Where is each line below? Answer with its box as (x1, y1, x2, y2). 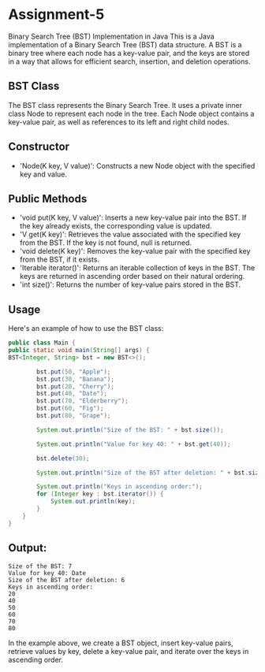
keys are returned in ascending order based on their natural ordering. (19, 272, 245, 281)
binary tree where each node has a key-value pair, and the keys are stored (8, 48, 250, 58)
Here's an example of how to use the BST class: (8, 324, 164, 333)
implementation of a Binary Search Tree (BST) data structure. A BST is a (8, 39, 242, 49)
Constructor (8, 140, 69, 154)
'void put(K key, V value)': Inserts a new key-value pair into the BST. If (19, 213, 247, 222)
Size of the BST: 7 (8, 562, 73, 570)
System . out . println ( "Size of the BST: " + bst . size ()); (36, 425, 224, 434)
